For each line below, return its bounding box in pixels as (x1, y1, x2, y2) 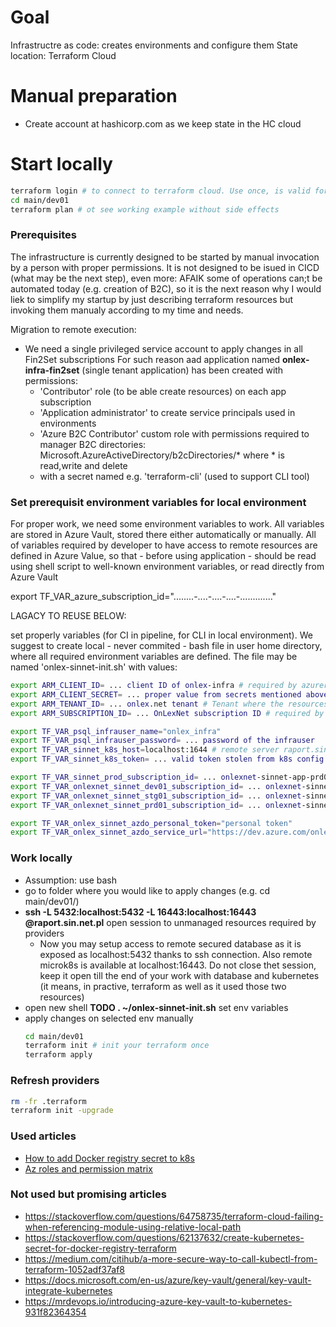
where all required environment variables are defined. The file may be (10, 651, 298, 663)
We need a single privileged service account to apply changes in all (24, 342, 303, 355)
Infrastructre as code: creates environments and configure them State (10, 39, 298, 51)
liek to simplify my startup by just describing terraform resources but (10, 293, 294, 305)
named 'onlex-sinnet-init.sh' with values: (10, 661, 178, 673)
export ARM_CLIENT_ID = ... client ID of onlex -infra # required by (10, 681, 298, 691)
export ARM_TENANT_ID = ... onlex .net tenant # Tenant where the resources (10, 699, 329, 709)
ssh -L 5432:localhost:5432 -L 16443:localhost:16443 (24, 906, 257, 918)
